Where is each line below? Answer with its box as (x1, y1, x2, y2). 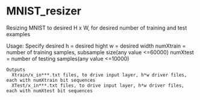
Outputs (6, 66, 26, 73)
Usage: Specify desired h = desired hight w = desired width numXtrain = (6, 42, 186, 49)
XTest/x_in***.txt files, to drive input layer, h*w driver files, (11, 83, 185, 89)
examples (6, 30, 31, 37)
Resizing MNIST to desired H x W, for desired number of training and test (6, 24, 187, 31)
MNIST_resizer (6, 4, 82, 18)
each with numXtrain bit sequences (6, 77, 96, 83)
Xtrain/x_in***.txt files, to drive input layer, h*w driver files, (11, 72, 187, 78)
